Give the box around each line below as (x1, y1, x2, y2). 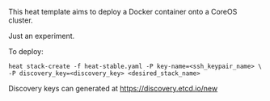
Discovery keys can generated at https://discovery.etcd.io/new (8, 84, 218, 93)
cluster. (8, 15, 34, 25)
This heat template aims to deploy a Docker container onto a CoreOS (8, 7, 238, 16)
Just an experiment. (8, 32, 75, 40)
